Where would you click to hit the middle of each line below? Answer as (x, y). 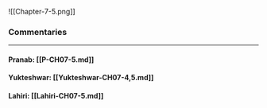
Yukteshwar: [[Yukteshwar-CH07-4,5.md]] (81, 78)
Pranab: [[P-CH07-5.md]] (51, 60)
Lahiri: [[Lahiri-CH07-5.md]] (56, 96)
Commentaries (38, 32)
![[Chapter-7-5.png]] (42, 12)
